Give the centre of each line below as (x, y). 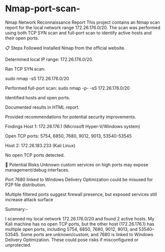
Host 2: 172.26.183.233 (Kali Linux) (40, 145)
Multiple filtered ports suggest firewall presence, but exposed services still (81, 194)
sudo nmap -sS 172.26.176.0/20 (37, 78)
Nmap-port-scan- (43, 9)
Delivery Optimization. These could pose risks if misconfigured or (72, 240)
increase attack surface (29, 199)
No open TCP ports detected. (35, 155)
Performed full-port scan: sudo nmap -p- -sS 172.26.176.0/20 (67, 88)
